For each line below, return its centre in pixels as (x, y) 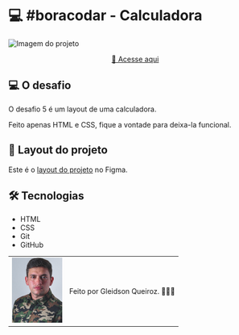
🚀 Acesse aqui (135, 59)
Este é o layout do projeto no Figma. (68, 170)
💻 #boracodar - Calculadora (105, 16)
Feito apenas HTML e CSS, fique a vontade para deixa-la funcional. (120, 124)
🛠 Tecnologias (46, 196)
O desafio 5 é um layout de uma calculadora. (82, 109)
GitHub (32, 245)
